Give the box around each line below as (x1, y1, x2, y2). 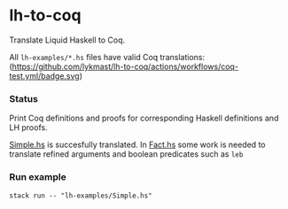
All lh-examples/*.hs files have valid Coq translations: (9, 51, 206, 62)
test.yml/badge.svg (9, 70, 80, 81)
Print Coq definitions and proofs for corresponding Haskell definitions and (9, 112, 279, 124)
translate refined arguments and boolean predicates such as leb (9, 149, 244, 159)
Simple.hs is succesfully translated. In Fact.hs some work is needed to (9, 139, 266, 151)
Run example (9, 171, 66, 183)
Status (9, 92, 38, 104)
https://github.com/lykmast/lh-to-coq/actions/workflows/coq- (12, 61, 239, 72)
